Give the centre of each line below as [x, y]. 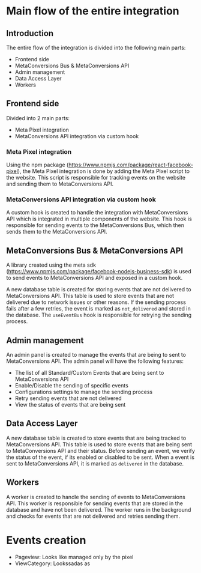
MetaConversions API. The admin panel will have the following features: [95, 361]
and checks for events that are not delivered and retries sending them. [93, 516]
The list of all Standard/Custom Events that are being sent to [89, 373]
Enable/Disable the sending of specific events [72, 386]
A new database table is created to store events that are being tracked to [96, 438]
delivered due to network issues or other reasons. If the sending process [96, 302]
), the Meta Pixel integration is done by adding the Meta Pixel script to [104, 171]
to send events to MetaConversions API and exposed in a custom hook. [94, 278]
